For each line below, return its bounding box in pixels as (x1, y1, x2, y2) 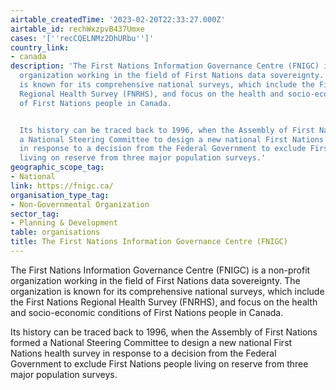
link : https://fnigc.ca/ (10, 181, 114, 191)
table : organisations (10, 227, 101, 238)
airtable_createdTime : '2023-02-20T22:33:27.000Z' (10, 14, 226, 25)
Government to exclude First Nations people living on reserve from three (10, 357, 309, 370)
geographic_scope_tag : (10, 162, 105, 173)
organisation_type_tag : (10, 190, 110, 200)
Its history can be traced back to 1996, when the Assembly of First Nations (10, 326, 318, 338)
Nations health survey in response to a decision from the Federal (10, 347, 277, 359)
